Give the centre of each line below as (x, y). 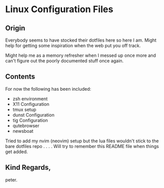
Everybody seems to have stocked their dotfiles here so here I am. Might (81, 40)
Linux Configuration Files (59, 9)
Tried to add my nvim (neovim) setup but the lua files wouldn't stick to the (82, 141)
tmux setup (24, 109)
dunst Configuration (33, 115)
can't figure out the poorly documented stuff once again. (65, 61)
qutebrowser (26, 126)
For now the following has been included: (48, 89)
